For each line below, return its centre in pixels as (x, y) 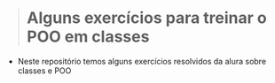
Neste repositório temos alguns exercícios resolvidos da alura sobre (142, 61)
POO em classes (88, 37)
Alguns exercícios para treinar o (147, 18)
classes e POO (44, 71)
